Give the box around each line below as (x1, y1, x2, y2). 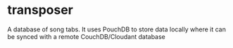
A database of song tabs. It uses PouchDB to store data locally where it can (7, 25, 227, 33)
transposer (7, 2, 74, 18)
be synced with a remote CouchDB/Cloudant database (7, 32, 165, 40)
